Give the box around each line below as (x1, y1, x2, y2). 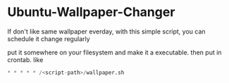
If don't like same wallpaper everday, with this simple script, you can (7, 27, 206, 36)
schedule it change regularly (7, 34, 90, 43)
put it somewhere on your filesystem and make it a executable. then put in (7, 48, 222, 56)
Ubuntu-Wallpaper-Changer (7, 4, 175, 20)
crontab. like (7, 55, 44, 63)
